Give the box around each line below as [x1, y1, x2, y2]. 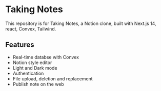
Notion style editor [12, 59, 52, 66]
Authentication [12, 70, 44, 76]
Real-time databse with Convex [12, 54, 79, 60]
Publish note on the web [12, 81, 64, 87]
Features [5, 41, 34, 49]
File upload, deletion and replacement [12, 75, 93, 82]
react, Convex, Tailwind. [5, 25, 56, 32]
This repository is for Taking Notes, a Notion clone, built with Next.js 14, [5, 20, 156, 26]
